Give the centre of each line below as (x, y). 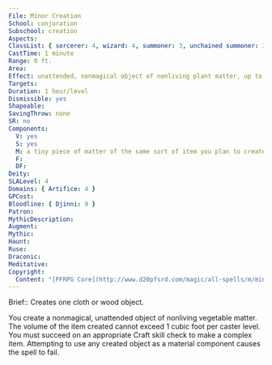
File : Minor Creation (45, 16)
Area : (17, 69)
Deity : (19, 174)
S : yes (27, 144)
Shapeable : (27, 106)
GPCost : (21, 196)
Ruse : (17, 249)
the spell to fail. (34, 352)
